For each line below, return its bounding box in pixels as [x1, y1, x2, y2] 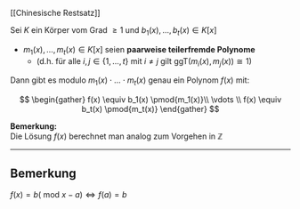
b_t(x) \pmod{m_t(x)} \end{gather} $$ [81, 104, 220, 115]
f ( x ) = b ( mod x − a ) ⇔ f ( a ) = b [10, 189, 127, 199]
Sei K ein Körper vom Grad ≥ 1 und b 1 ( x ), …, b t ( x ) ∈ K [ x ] [10, 25, 217, 37]
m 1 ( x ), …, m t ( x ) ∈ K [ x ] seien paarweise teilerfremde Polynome [22, 44, 256, 57]
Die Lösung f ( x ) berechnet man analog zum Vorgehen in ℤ [10, 131, 223, 141]
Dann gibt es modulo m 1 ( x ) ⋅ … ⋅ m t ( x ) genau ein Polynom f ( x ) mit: [10, 75, 250, 88]
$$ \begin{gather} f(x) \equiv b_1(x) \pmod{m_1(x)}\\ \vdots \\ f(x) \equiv [19, 94, 282, 105]
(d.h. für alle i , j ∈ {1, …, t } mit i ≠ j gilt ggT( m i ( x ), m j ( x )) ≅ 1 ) [36, 55, 253, 68]
